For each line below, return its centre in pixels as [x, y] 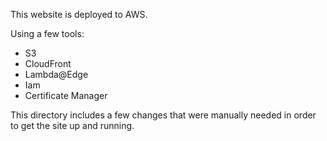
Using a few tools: [47, 33]
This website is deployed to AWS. [79, 14]
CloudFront [48, 63]
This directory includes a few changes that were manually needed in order [163, 115]
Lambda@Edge [56, 74]
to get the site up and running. [72, 125]
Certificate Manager [66, 95]
